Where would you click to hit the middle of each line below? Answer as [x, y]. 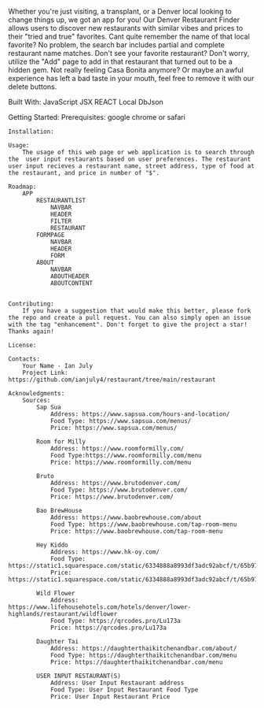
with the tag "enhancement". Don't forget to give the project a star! [128, 324]
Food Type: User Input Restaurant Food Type [124, 690]
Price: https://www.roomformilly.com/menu [121, 462]
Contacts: [24, 359]
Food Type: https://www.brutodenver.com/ [119, 490]
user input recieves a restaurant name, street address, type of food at [132, 166]
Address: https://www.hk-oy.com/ [104, 552]
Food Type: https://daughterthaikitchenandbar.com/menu [143, 655]
